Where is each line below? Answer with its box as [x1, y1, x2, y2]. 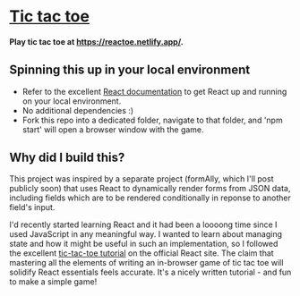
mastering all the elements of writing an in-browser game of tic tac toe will [9, 258, 284, 268]
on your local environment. [21, 96, 122, 106]
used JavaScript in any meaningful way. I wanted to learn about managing [9, 229, 283, 240]
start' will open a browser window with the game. [21, 123, 204, 135]
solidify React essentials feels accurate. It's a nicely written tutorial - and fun [9, 266, 292, 278]
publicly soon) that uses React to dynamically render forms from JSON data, [9, 183, 291, 194]
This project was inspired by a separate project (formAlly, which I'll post [9, 173, 274, 184]
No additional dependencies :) [21, 105, 134, 115]
